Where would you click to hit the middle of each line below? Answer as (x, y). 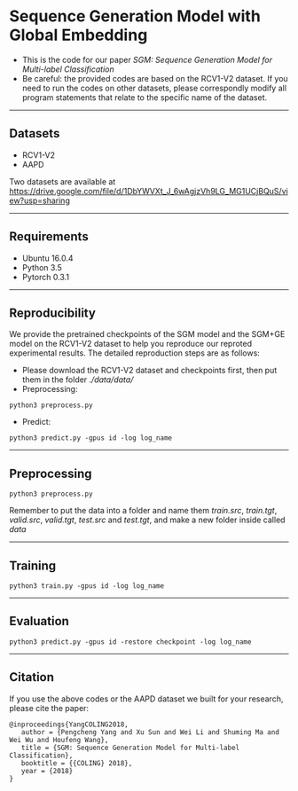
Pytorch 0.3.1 (45, 277)
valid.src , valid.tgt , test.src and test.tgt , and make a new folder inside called (147, 520)
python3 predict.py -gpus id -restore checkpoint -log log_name (130, 642)
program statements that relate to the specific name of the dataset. (145, 97)
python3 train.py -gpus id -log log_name (87, 586)
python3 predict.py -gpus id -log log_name (91, 438)
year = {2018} (47, 771)
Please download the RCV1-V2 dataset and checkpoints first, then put (149, 371)
